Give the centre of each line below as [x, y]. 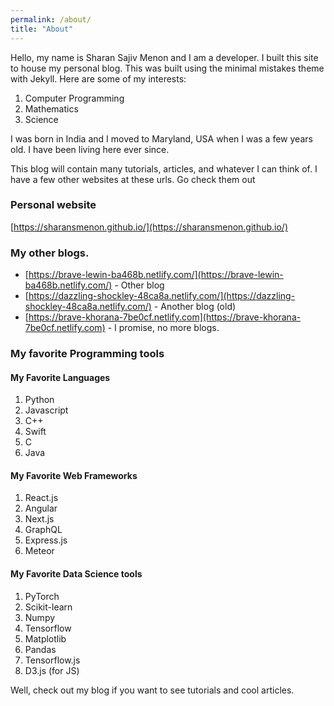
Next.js [39, 519]
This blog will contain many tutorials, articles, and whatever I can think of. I [164, 168]
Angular [41, 508]
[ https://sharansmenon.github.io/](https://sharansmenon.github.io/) [149, 227]
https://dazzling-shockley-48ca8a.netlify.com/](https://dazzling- [162, 296]
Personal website [53, 205]
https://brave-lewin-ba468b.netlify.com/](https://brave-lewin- [156, 275]
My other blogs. [50, 253]
